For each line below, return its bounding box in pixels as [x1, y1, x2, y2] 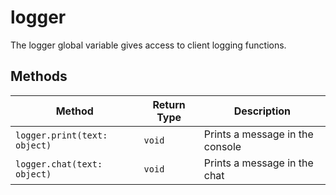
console [203, 139, 242, 153]
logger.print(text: [15, 129, 108, 141]
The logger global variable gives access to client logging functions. [10, 39, 287, 51]
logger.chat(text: [15, 158, 103, 170]
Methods [10, 68, 68, 85]
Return [152, 97, 186, 111]
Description [233, 104, 292, 118]
